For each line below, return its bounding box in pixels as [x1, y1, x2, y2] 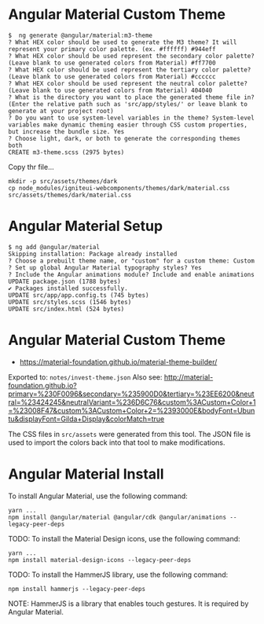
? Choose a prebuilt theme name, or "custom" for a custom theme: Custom [8, 257, 255, 265]
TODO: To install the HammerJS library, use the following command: [8, 570, 229, 579]
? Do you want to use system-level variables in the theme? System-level [8, 114, 255, 122]
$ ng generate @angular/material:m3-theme [8, 31, 153, 39]
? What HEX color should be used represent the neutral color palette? [8, 79, 247, 87]
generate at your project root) [8, 107, 114, 115]
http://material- [163, 372, 214, 382]
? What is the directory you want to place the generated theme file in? [8, 93, 255, 101]
